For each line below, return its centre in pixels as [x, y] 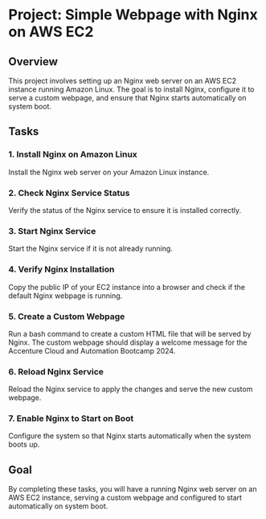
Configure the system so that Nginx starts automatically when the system [130, 436]
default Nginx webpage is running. [65, 296]
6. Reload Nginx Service [56, 371]
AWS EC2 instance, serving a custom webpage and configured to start [125, 498]
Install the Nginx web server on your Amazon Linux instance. [109, 172]
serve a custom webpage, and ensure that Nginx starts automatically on [127, 98]
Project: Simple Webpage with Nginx [133, 15]
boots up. [24, 444]
